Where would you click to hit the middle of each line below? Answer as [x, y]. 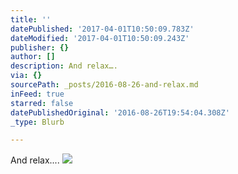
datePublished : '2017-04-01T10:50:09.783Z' [102, 29]
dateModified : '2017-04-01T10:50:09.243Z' [100, 38]
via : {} [26, 76]
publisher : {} [40, 47]
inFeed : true [37, 94]
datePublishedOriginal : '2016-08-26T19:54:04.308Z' [120, 112]
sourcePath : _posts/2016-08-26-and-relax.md [104, 85]
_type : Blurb [37, 122]
